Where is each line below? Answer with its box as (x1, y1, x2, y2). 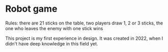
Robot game (5, 3, 58, 15)
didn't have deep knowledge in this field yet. (5, 40, 98, 46)
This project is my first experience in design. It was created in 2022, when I (5, 35, 163, 41)
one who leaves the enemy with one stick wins (5, 25, 103, 31)
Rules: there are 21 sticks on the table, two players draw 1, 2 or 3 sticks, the (5, 20, 163, 26)
